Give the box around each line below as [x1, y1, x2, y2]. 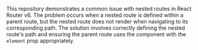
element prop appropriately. [6, 37, 74, 44]
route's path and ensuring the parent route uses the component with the [6, 31, 186, 38]
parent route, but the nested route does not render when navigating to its [6, 18, 188, 25]
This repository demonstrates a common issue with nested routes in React [6, 5, 192, 12]
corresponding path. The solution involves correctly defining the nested [6, 24, 185, 31]
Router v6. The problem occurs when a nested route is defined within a [6, 11, 183, 19]
